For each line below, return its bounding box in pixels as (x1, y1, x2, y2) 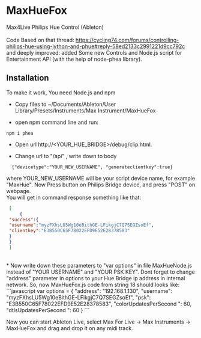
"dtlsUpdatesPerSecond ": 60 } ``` (6, 306, 90, 313)
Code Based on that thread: (6, 36, 74, 43)
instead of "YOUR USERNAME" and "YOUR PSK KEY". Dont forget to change (6, 268, 195, 275)
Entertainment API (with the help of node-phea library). (6, 55, 142, 63)
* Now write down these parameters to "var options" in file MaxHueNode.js (6, 262, 192, 269)
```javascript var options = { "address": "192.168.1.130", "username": (6, 287, 173, 295)
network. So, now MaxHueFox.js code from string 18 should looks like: (6, 281, 180, 288)
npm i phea (6, 130, 34, 136)
